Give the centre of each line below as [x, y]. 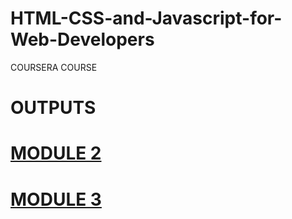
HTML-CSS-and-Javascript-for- [146, 18]
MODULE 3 [56, 199]
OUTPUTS [53, 108]
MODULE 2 [56, 153]
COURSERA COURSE [54, 67]
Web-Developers [82, 39]
